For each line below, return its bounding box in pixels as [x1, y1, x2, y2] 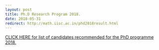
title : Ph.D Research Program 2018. [5, 12, 81, 17]
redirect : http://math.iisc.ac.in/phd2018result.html [5, 21, 119, 26]
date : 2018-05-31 [5, 16, 41, 21]
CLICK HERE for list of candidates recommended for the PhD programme [5, 34, 154, 40]
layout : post [5, 7, 32, 12]
